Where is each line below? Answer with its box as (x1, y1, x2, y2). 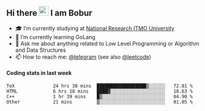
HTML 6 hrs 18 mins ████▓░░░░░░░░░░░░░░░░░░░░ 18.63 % (6, 88, 193, 95)
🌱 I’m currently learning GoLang (15, 33, 96, 40)
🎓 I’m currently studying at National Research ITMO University (15, 24, 174, 32)
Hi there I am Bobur (6, 8, 93, 18)
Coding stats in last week (6, 70, 72, 77)
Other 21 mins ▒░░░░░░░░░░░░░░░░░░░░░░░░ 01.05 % (6, 99, 193, 106)
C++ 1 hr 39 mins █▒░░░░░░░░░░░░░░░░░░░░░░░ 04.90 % (6, 94, 193, 100)
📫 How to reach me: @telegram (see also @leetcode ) (15, 53, 152, 60)
